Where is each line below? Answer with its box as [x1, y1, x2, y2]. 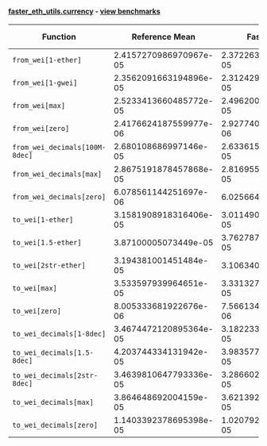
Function [42, 32, 77, 43]
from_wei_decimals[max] [12, 170, 103, 179]
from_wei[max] [12, 102, 66, 110]
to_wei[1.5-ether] [12, 238, 82, 248]
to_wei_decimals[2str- [12, 371, 98, 380]
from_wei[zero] [12, 124, 70, 133]
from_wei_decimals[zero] [12, 193, 106, 202]
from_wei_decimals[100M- [12, 143, 106, 152]
